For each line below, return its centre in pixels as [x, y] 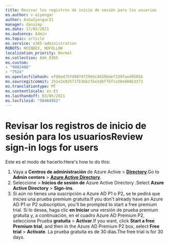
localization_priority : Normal [39, 53]
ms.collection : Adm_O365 [32, 58]
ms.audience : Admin [26, 34]
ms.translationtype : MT [31, 86]
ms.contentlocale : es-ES [32, 91]
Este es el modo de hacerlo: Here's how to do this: [58, 162]
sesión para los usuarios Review [74, 137]
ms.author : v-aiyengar [29, 15]
